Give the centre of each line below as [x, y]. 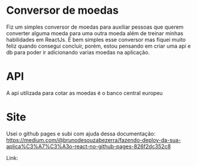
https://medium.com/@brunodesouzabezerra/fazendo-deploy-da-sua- [94, 140]
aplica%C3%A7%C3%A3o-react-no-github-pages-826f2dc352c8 [89, 146]
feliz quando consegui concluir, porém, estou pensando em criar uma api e [99, 46]
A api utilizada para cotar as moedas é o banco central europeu [84, 93]
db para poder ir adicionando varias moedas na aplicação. [78, 52]
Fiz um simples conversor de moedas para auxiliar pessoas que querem [95, 27]
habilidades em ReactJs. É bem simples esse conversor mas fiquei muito [96, 39]
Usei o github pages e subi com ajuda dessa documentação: [81, 133]
